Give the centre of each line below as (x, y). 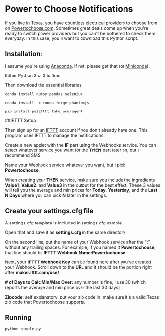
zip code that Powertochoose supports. (45, 302)
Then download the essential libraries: (44, 85)
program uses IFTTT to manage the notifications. (55, 135)
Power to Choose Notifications (69, 9)
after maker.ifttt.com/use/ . (33, 272)
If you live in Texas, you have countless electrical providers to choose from (81, 23)
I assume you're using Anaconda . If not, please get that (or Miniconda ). (77, 66)
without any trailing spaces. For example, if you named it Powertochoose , (80, 247)
